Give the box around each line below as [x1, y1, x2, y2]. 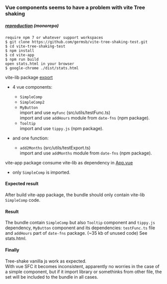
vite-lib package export [5, 74, 53, 80]
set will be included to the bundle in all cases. [5, 274, 98, 280]
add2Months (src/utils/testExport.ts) [19, 144, 91, 150]
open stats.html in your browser [5, 61, 75, 66]
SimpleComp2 [19, 100, 45, 105]
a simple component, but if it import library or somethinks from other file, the [5, 269, 162, 275]
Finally [5, 247, 20, 253]
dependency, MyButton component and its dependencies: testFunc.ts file [5, 225, 156, 231]
